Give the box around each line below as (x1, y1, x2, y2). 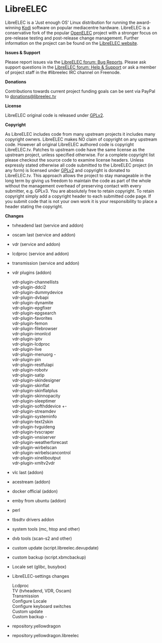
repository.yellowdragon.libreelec (12, 632, 79, 638)
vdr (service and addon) (12, 241, 61, 247)
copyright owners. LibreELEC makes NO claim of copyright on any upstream (5, 136, 158, 142)
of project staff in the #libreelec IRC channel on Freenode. (5, 69, 121, 75)
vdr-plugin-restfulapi (12, 362, 54, 367)
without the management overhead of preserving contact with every (5, 183, 142, 188)
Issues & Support (5, 50, 40, 55)
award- (136, 19, 151, 25)
